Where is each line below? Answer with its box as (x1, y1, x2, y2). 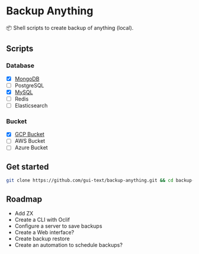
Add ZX (14, 209, 34, 217)
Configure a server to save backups (14, 222, 102, 230)
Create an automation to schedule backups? (14, 241, 123, 248)
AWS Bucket (14, 137, 46, 145)
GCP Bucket (14, 131, 44, 138)
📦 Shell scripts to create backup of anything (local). (6, 24, 134, 31)
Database (6, 61, 34, 70)
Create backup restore (14, 235, 70, 242)
